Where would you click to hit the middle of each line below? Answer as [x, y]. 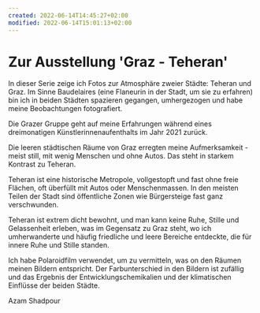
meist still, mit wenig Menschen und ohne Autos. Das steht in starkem [121, 156]
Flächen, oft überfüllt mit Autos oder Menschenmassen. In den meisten [123, 188]
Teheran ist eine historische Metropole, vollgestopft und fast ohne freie [123, 180]
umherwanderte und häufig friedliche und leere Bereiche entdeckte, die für [130, 237]
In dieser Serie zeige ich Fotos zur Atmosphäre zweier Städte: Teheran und [130, 84]
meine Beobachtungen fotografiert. [65, 109]
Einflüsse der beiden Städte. [54, 285]
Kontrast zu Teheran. [42, 164]
